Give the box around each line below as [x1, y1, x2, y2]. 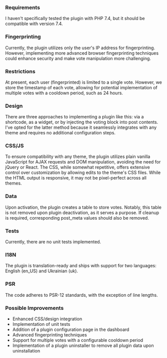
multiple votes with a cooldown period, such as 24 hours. [5, 90, 123, 96]
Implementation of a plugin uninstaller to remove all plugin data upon [12, 342, 154, 348]
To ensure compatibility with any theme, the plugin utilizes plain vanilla [5, 153, 150, 159]
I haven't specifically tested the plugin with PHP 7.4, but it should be [5, 16, 145, 22]
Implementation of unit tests [12, 321, 70, 327]
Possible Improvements [5, 304, 64, 311]
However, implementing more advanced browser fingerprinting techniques [5, 50, 159, 56]
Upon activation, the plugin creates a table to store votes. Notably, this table [5, 204, 161, 210]
